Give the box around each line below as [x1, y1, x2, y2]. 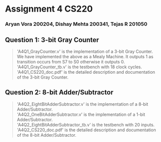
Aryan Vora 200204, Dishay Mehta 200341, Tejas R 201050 [5, 21, 147, 28]
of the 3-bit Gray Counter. [16, 74, 69, 80]
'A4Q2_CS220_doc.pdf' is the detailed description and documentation [16, 127, 156, 133]
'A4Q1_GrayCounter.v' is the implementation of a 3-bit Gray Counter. [16, 48, 153, 54]
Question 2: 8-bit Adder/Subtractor [5, 88, 114, 96]
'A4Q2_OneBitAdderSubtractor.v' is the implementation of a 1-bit [16, 111, 146, 117]
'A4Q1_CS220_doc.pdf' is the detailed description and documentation [16, 69, 156, 75]
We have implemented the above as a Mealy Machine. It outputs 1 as [16, 53, 154, 59]
